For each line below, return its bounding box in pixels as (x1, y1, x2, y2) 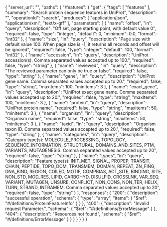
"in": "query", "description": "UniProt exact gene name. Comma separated (5, 89, 158, 95)
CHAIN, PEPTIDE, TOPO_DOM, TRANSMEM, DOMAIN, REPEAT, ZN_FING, (5, 163, 156, 169)
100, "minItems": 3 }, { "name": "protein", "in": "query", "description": (5, 100, 147, 105)
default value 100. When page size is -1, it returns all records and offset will (5, 41, 160, 47)
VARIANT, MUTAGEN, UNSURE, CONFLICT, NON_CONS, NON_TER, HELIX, (5, 179, 159, 185)
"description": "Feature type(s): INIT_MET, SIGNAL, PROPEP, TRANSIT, (5, 158, 151, 164)
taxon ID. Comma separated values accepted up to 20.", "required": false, (5, 126, 156, 132)
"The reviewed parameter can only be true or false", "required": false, (5, 68, 148, 74)
